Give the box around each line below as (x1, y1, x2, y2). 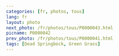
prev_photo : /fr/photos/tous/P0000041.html (6, 36, 114, 41)
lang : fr (6, 14, 27, 20)
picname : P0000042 (6, 30, 51, 36)
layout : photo (6, 19, 41, 25)
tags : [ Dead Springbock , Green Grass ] (6, 41, 100, 47)
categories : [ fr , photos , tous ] (6, 8, 85, 15)
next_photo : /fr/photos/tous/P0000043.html (6, 24, 114, 31)
